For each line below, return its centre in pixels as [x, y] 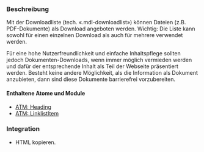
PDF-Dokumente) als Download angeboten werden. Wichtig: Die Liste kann [101, 29]
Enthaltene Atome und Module [46, 93]
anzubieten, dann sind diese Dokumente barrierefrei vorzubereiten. [91, 79]
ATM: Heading [33, 107]
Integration [23, 129]
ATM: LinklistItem [37, 113]
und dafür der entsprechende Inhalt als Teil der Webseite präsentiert [93, 66]
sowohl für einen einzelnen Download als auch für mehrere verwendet [95, 35]
